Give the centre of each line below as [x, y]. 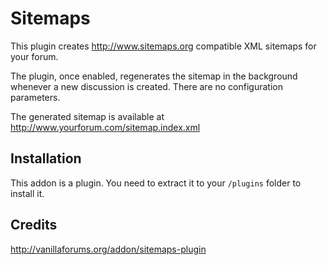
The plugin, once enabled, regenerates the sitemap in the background [154, 76]
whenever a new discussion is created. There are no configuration [146, 86]
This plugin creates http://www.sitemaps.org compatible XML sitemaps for [163, 46]
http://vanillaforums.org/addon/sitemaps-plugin [108, 249]
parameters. [35, 97]
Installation [46, 158]
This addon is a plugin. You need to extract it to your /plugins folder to [156, 183]
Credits [34, 225]
